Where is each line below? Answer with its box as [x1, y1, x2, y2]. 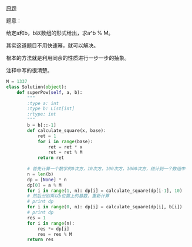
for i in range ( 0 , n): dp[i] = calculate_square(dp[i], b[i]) [27, 204, 183, 210]
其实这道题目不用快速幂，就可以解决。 [6, 42, 99, 49]
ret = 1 [37, 133, 57, 139]
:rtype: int [27, 111, 57, 117]
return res [27, 236, 54, 243]
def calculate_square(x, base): [27, 127, 107, 133]
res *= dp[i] [37, 226, 69, 232]
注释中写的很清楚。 [6, 67, 53, 74]
